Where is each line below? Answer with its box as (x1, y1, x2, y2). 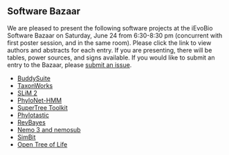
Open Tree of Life (17, 140, 68, 148)
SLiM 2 (17, 89, 38, 97)
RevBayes (17, 118, 46, 127)
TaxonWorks (17, 81, 53, 89)
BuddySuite (17, 74, 51, 82)
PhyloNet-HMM (17, 96, 62, 104)
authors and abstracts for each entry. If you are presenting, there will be (7, 46, 212, 54)
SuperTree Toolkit (17, 103, 68, 111)
